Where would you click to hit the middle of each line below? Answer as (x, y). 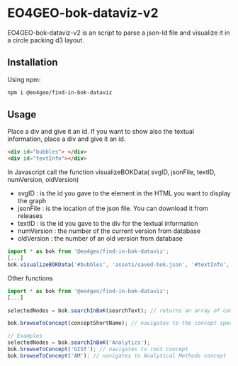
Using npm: (24, 79)
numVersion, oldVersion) (43, 180)
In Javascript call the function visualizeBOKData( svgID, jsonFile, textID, (112, 172)
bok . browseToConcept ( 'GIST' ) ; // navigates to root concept (98, 349)
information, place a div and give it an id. (67, 139)
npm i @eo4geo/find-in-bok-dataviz (60, 92)
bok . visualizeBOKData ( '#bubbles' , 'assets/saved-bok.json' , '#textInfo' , (119, 264)
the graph (32, 201)
